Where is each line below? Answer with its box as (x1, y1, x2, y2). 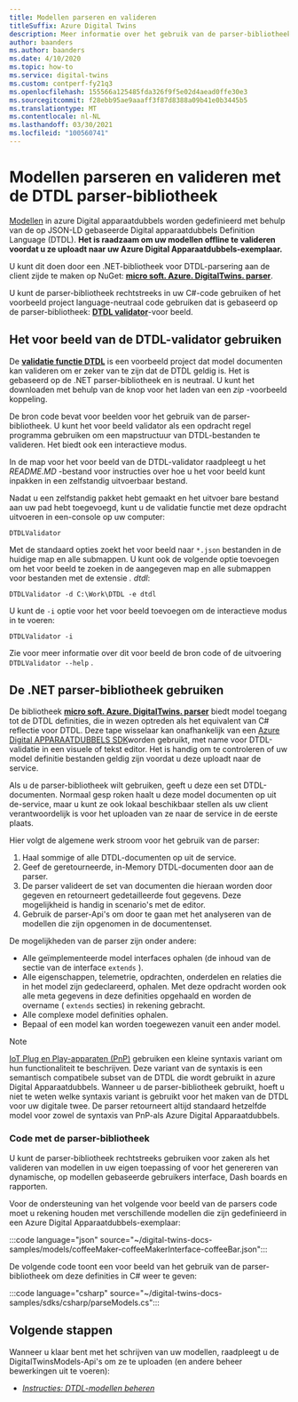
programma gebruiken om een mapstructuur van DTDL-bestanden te (9, 429, 261, 440)
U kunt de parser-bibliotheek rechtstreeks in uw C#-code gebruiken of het (9, 287, 281, 298)
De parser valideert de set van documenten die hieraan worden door (21, 881, 273, 892)
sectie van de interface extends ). (21, 962, 144, 973)
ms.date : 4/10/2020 (9, 54, 82, 63)
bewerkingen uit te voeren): (9, 1366, 111, 1376)
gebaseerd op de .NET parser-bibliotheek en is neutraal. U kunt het (9, 374, 255, 385)
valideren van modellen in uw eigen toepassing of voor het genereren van (9, 1162, 279, 1173)
